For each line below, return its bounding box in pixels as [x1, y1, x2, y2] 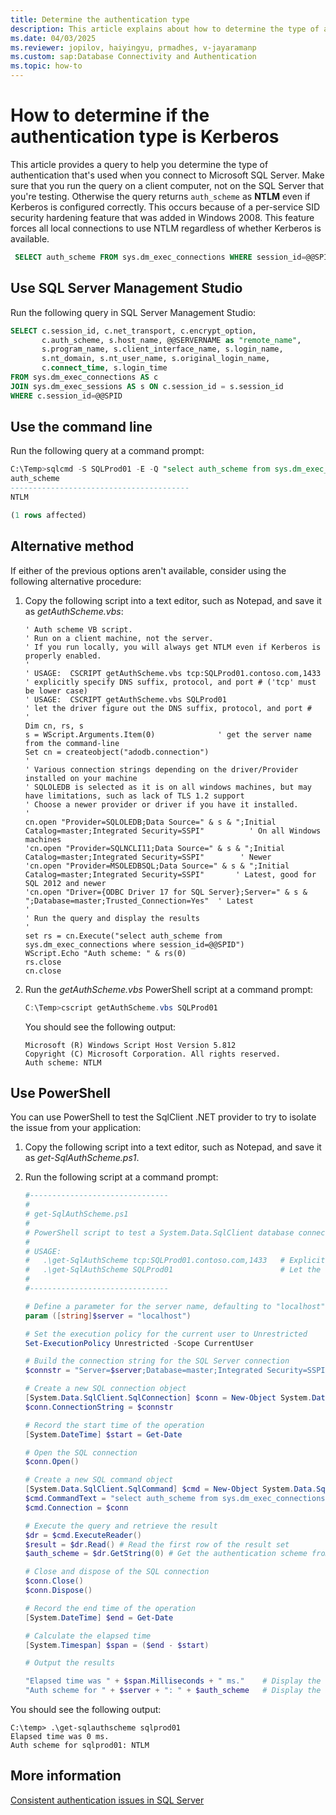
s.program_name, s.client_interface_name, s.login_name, [41, 344, 284, 355]
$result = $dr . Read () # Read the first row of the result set [24, 1539, 290, 1550]
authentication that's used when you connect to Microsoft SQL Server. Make [10, 169, 325, 181]
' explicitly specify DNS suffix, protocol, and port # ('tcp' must [24, 677, 317, 687]
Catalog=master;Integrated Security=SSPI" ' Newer [24, 852, 272, 862]
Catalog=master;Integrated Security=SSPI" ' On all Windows [24, 826, 322, 836]
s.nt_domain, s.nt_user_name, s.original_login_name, [41, 354, 271, 364]
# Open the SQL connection [24, 1447, 138, 1458]
